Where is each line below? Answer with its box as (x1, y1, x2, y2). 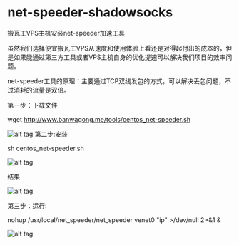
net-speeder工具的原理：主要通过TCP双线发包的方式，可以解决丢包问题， (7, 76, 225, 85)
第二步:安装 (34, 130, 68, 138)
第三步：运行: (7, 201, 48, 210)
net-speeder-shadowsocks (7, 4, 173, 21)
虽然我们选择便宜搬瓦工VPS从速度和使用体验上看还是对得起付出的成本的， (7, 43, 226, 52)
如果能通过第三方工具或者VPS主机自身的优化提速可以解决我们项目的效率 (13, 53, 226, 61)
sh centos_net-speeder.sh (7, 144, 84, 152)
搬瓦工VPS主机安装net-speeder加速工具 (7, 28, 126, 37)
